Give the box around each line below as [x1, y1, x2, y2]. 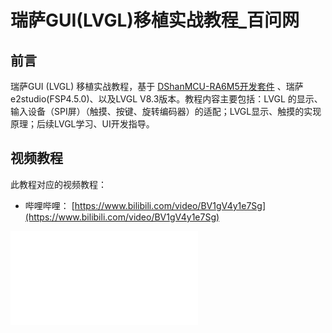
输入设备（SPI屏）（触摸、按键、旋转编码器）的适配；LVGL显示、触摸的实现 [10, 106, 322, 117]
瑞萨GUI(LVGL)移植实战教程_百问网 [10, 9, 300, 32]
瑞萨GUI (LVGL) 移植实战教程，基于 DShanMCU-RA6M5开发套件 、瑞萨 [10, 81, 304, 92]
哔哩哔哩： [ [24, 199, 75, 211]
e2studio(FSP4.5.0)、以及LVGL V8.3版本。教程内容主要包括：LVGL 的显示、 [10, 93, 323, 105]
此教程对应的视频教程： [10, 178, 107, 190]
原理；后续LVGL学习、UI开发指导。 [10, 118, 155, 130]
